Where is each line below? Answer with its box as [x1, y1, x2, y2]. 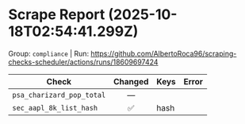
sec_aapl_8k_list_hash [12, 103, 98, 112]
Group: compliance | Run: [8, 48, 90, 58]
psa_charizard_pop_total [12, 90, 106, 99]
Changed [113, 76, 149, 87]
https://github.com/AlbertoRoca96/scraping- [90, 48, 237, 58]
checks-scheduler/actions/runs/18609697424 [8, 57, 159, 67]
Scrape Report [8, 6, 105, 24]
